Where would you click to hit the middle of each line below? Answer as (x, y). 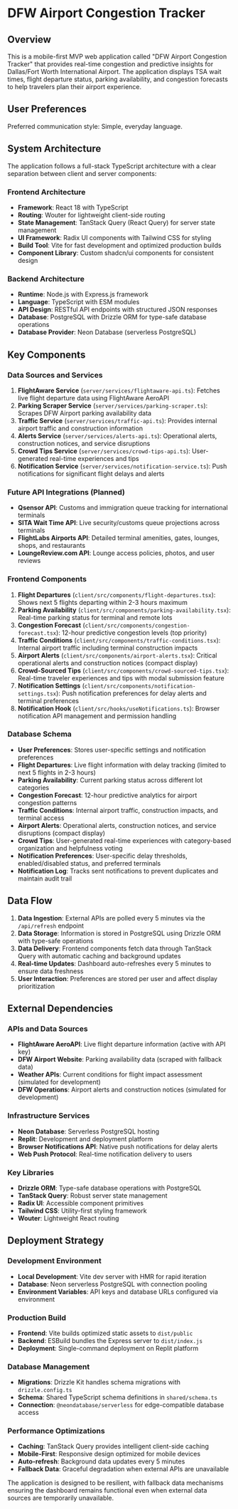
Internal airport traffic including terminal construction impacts (108, 648)
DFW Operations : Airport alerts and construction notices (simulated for (122, 1090)
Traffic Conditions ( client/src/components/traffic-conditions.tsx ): (119, 640)
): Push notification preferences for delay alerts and (131, 693)
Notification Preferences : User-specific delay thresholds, (102, 856)
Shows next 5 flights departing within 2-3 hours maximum (103, 602)
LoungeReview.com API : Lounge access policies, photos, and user (116, 553)
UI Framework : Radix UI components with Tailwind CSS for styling (114, 237)
